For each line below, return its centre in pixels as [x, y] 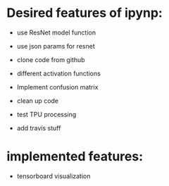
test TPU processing [46, 114]
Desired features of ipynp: [84, 13]
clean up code [38, 101]
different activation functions [59, 73]
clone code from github [51, 60]
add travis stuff [39, 128]
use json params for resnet [56, 46]
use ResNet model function [56, 32]
